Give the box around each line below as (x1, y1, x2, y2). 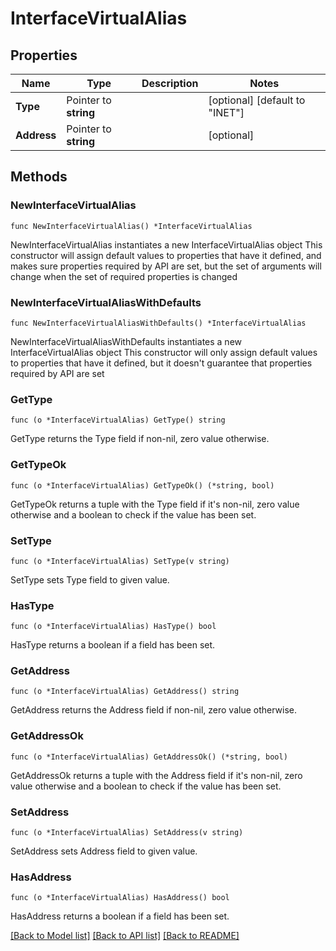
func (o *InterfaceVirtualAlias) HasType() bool (10, 622, 217, 632)
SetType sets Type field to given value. (10, 573, 170, 586)
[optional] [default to (208, 93, 306, 107)
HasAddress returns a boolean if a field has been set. (10, 910, 230, 922)
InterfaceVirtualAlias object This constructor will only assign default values (10, 346, 318, 358)
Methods (10, 168, 68, 186)
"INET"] (208, 106, 245, 119)
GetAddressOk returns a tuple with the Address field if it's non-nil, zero (10, 769, 303, 781)
